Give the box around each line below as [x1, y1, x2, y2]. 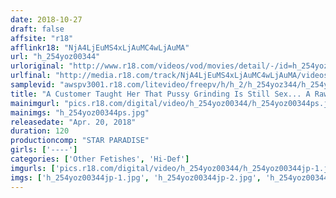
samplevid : [10, 80, 56, 90]
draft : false [10, 24, 65, 34]
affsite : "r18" [10, 33, 74, 43]
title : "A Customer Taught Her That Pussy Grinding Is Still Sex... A [10, 89, 311, 99]
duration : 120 [10, 126, 70, 136]
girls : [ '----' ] [10, 145, 78, 155]
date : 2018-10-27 [10, 14, 83, 25]
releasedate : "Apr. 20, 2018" [10, 117, 137, 127]
